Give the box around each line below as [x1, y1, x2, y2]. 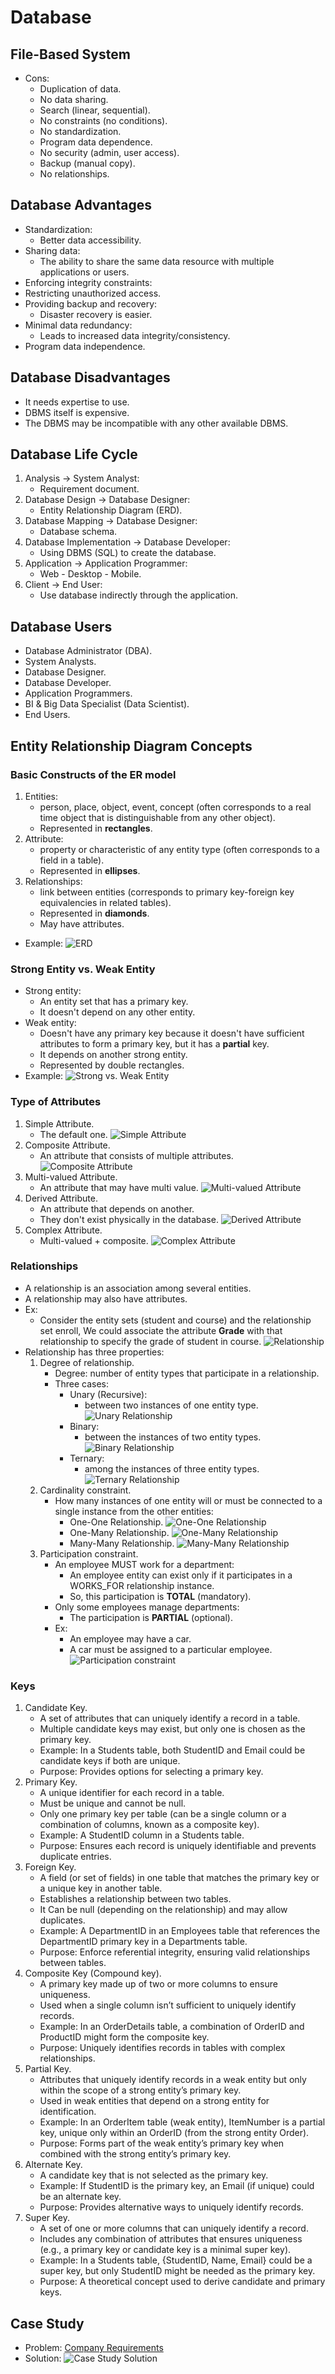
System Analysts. [24, 656, 97, 668]
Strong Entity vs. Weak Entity [10, 962, 156, 976]
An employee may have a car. [69, 1632, 192, 1645]
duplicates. [39, 1914, 86, 1926]
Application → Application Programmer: [24, 557, 188, 570]
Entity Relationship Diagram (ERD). [39, 504, 183, 516]
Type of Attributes [10, 1095, 102, 1109]
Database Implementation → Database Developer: [24, 536, 231, 548]
